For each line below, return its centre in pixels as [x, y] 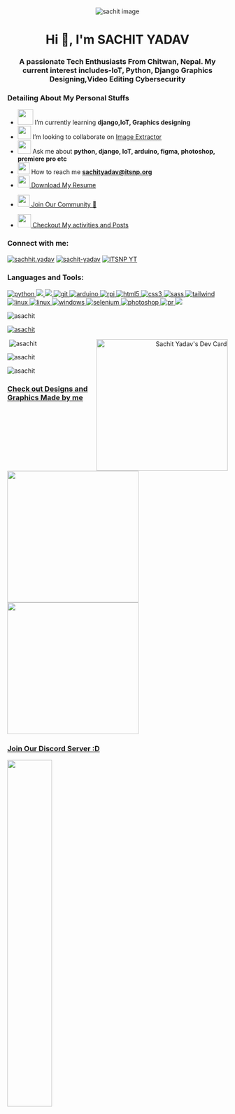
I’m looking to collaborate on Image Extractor [97, 137]
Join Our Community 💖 [64, 204]
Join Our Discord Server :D [54, 748]
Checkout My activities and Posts [81, 225]
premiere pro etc [42, 159]
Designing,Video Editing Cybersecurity [117, 79]
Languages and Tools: [45, 277]
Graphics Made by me [45, 398]
